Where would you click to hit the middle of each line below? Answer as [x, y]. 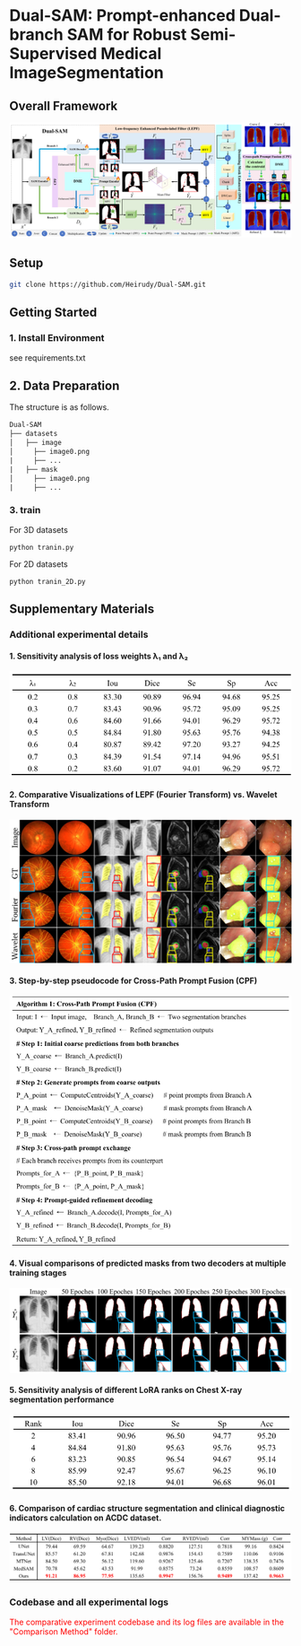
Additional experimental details [79, 635]
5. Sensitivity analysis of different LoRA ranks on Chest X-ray [126, 1390]
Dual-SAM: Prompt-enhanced [122, 16]
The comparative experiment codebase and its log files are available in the [147, 1622]
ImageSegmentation [86, 73]
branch [37, 35]
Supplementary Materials [82, 610]
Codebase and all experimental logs [89, 1602]
